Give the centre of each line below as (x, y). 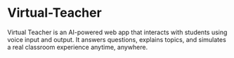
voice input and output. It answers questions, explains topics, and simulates (117, 39)
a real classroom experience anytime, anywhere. (78, 47)
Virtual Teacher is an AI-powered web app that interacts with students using (117, 32)
